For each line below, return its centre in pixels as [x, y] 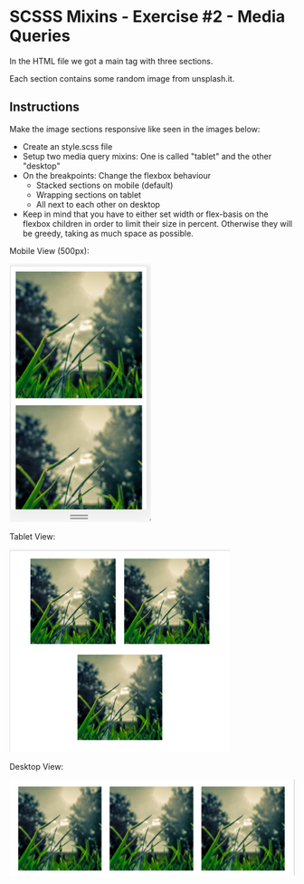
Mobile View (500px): [49, 250]
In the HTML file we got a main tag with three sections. [111, 61]
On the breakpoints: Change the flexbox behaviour [117, 175]
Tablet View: [33, 536]
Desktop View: [37, 766]
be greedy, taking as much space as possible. [108, 233]
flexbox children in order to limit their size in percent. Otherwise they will [157, 223]
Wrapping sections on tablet [89, 194]
